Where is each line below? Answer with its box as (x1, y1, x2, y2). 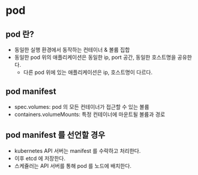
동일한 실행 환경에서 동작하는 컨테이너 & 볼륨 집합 (14, 46, 130, 53)
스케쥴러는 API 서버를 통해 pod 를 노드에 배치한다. (14, 162, 132, 169)
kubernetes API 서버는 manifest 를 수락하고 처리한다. (14, 147, 141, 154)
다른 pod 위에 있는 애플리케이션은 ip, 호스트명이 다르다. (23, 69, 153, 76)
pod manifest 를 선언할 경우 (5, 130, 106, 140)
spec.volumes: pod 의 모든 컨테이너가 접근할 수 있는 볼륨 (14, 103, 149, 110)
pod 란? (5, 29, 34, 39)
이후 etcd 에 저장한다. (14, 155, 65, 162)
